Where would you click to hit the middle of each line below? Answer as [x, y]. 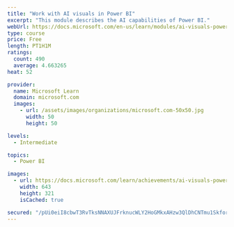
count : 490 [29, 59]
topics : [18, 155]
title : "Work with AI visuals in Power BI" [71, 14]
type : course [26, 33]
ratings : [20, 53]
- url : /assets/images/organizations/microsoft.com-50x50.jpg [112, 111]
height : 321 [37, 193]
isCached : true [42, 200]
